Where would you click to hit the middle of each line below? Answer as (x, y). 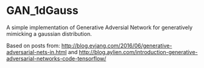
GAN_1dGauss (42, 11)
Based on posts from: (33, 46)
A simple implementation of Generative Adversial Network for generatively (100, 27)
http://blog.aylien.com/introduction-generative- (138, 52)
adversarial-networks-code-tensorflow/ (56, 58)
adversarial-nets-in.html (37, 52)
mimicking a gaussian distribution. (49, 33)
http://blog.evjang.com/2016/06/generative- (117, 46)
